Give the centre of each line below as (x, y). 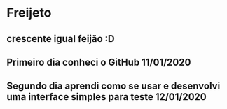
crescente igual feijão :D (61, 39)
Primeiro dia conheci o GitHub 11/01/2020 (99, 62)
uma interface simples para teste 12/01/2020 (107, 97)
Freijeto (29, 13)
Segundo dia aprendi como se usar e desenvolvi (113, 86)
